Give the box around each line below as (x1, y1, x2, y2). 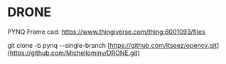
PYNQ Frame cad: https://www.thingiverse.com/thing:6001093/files (7, 27, 206, 36)
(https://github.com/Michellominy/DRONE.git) (7, 49, 141, 57)
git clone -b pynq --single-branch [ (7, 41, 110, 49)
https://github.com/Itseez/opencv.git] (109, 41, 220, 49)
